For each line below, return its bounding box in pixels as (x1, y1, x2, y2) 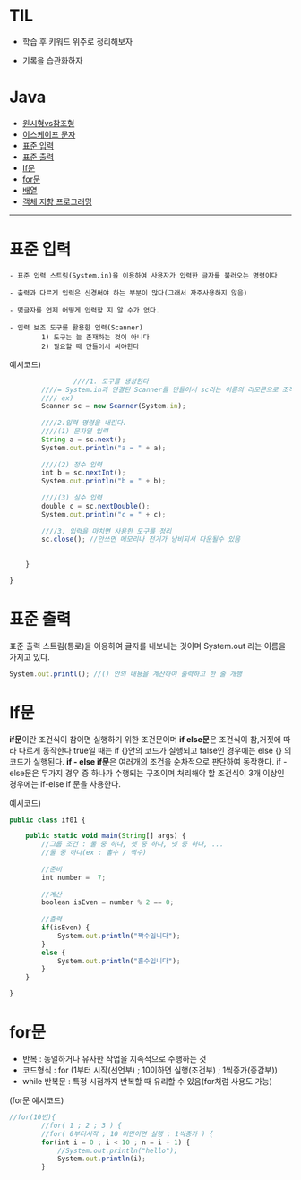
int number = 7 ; (41, 873, 106, 882)
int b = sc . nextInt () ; (41, 468, 126, 477)
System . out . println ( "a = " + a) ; (41, 443, 167, 452)
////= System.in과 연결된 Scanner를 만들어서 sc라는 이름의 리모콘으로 (41, 385, 279, 394)
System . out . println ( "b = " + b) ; (41, 476, 167, 486)
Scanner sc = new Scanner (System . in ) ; (41, 402, 186, 411)
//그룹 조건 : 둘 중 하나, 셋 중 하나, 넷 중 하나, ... (41, 840, 224, 849)
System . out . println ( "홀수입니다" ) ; (56, 956, 181, 965)
